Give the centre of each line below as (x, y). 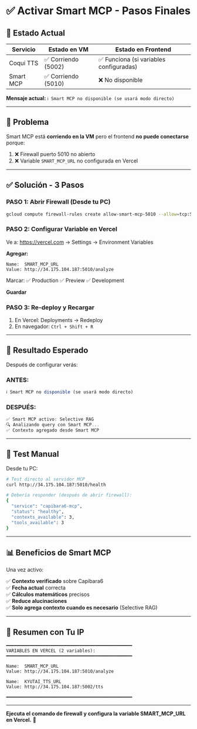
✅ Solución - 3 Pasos (45, 185)
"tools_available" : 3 (38, 522)
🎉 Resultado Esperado (47, 351)
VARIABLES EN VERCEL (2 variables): (51, 651)
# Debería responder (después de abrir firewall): (69, 495)
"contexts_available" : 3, (43, 517)
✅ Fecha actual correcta (36, 588)
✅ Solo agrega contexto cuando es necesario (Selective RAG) (82, 608)
